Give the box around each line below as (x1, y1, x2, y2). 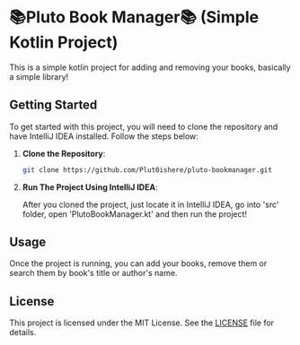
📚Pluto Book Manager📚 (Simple (9, 7, 259, 28)
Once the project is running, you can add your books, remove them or (9, 258, 268, 269)
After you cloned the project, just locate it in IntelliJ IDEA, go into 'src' (22, 199, 279, 210)
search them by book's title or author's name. (9, 268, 178, 279)
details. (9, 327, 37, 338)
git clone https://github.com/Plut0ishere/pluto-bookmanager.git (22, 165, 272, 175)
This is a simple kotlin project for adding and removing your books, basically (9, 62, 291, 73)
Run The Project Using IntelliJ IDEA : (22, 181, 158, 193)
